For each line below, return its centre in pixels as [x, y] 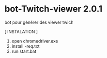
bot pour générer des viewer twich [39, 22]
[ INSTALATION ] [21, 31]
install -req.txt [25, 46]
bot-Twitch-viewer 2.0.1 [53, 9]
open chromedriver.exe [35, 41]
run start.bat [24, 51]
